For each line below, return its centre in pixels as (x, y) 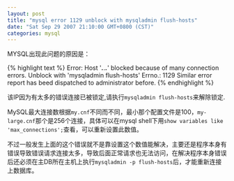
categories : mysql (34, 33)
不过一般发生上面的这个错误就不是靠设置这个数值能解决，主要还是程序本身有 (117, 145)
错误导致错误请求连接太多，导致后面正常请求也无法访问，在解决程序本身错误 (117, 153)
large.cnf (22, 122)
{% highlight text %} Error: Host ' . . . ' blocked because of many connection (113, 68)
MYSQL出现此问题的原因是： (49, 54)
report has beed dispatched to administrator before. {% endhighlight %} (111, 83)
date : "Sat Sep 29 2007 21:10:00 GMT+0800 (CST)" (81, 27)
